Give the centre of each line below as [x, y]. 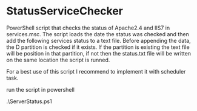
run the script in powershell [40, 89]
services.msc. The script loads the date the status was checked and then [98, 34]
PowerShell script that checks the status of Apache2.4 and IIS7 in [88, 28]
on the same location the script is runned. [58, 60]
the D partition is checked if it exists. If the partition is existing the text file [98, 47]
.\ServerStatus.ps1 [29, 101]
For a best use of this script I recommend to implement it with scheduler [96, 71]
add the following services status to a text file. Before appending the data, [98, 40]
